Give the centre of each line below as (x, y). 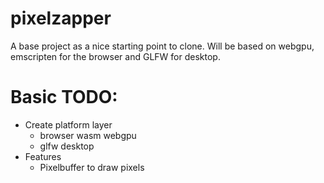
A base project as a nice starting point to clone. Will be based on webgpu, (162, 46)
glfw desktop (67, 146)
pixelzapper (61, 18)
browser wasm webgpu (88, 135)
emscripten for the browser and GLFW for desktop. (115, 56)
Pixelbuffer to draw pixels (92, 167)
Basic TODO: (64, 97)
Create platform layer (68, 124)
